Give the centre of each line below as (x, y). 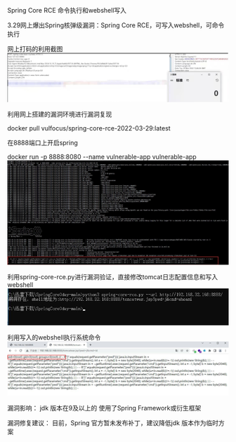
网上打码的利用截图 (35, 49)
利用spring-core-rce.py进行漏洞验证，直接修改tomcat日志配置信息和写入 (113, 277)
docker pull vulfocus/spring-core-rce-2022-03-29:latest (89, 128)
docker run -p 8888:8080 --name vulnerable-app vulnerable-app (102, 156)
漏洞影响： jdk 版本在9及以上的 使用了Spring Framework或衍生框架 (104, 408)
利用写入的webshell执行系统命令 (54, 337)
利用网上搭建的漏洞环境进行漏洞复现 (60, 114)
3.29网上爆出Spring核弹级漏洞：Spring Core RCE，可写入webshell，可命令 (116, 25)
